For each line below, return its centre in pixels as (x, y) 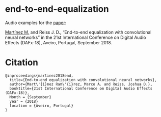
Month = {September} (30, 97)
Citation (22, 63)
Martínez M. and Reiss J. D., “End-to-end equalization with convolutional (78, 32)
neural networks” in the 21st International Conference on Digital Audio (76, 37)
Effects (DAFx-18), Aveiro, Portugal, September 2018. (59, 42)
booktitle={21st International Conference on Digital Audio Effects (81, 88)
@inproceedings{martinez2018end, (39, 75)
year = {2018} (24, 101)
